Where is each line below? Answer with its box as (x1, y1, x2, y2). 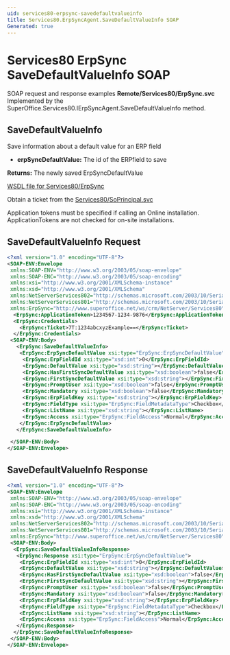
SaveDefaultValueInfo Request (7, 236, 141, 248)
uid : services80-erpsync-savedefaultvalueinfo (7, 10, 142, 17)
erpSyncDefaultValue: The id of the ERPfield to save (16, 156, 167, 164)
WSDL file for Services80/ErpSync (7, 182, 105, 191)
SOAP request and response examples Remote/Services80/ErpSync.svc (7, 90, 215, 98)
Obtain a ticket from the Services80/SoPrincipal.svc (7, 195, 153, 204)
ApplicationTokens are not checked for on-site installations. (7, 216, 175, 224)
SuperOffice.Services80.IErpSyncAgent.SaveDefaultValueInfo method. (7, 104, 207, 112)
